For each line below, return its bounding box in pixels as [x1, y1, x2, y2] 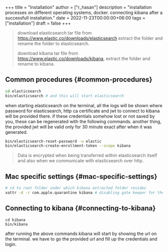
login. [5, 241, 17, 247]
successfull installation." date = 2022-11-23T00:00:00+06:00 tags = [5, 15, 146, 21]
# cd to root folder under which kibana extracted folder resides [5, 185, 146, 191]
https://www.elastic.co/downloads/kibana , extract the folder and [17, 56, 151, 62]
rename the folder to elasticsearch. [17, 41, 90, 47]
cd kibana [5, 217, 26, 222]
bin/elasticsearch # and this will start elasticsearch [5, 93, 124, 98]
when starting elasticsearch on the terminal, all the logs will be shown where [5, 102, 162, 108]
